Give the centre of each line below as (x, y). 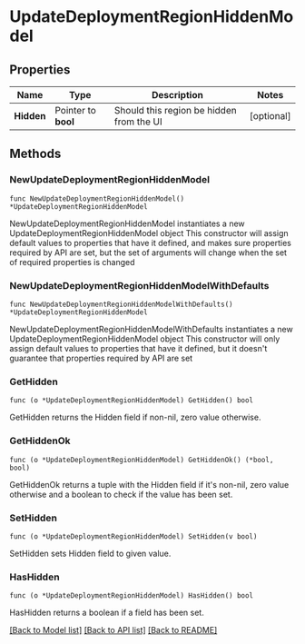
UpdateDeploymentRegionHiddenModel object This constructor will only (145, 339)
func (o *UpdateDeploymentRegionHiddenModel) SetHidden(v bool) (133, 536)
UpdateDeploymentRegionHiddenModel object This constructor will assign (149, 233)
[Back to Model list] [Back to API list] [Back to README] (113, 630)
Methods (35, 154)
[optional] (270, 116)
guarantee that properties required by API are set (101, 358)
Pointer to (75, 110)
